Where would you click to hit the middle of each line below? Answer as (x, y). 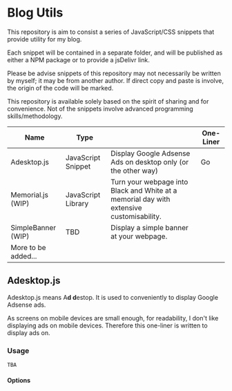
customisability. (136, 216)
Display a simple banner (149, 227)
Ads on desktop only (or (149, 162)
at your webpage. (139, 236)
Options (19, 380)
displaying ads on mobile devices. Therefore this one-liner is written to (108, 325)
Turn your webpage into (149, 182)
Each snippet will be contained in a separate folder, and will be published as (115, 53)
